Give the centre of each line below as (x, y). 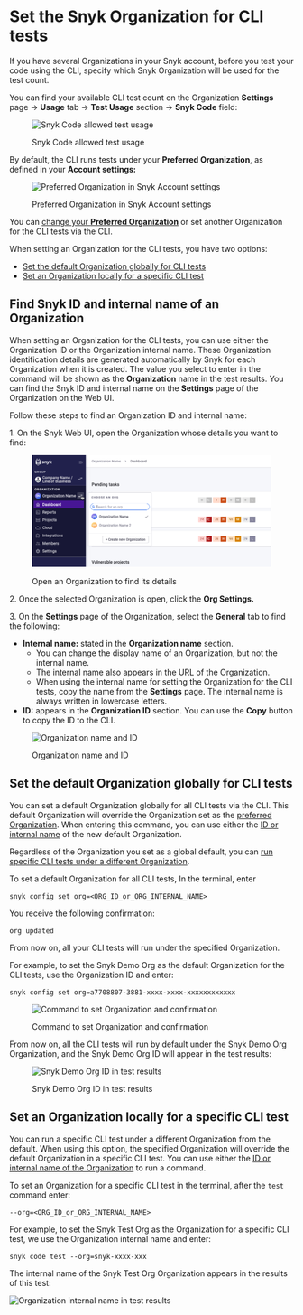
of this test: (30, 1282)
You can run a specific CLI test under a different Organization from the (140, 1139)
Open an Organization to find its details (105, 581)
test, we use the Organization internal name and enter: (110, 1238)
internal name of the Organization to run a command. (108, 1168)
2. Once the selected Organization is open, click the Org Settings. (132, 599)
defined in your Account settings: (73, 169)
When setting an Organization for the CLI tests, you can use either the (139, 340)
